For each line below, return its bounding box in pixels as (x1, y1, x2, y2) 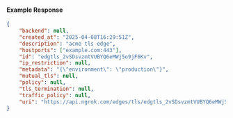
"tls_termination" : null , (19, 85, 95, 92)
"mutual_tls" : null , (19, 73, 79, 80)
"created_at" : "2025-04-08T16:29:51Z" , (19, 33, 135, 41)
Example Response (6, 6, 63, 14)
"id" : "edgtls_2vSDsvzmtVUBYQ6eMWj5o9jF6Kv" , (19, 53, 154, 60)
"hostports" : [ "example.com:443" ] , (19, 47, 122, 53)
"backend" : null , (19, 28, 70, 35)
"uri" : (19, 98, 38, 106)
